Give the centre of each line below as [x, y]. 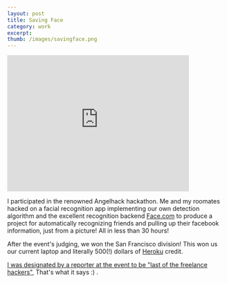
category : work [29, 26]
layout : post [26, 13]
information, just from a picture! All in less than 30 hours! [88, 231]
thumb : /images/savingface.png [52, 39]
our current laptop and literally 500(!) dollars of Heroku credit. [95, 252]
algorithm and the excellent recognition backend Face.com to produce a [110, 216]
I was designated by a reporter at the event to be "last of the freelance [107, 265]
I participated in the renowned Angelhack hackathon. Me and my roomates [113, 201]
